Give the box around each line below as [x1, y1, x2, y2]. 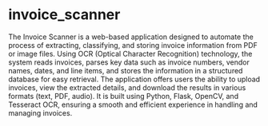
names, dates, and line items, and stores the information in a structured [8, 65, 243, 75]
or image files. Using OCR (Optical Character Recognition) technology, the [8, 49, 253, 58]
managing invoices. [8, 108, 73, 117]
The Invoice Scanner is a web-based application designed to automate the [8, 32, 254, 41]
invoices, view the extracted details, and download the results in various [8, 82, 246, 93]
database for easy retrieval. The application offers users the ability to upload [8, 74, 261, 84]
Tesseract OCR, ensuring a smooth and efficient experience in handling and [8, 100, 258, 109]
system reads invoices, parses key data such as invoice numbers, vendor [8, 57, 250, 67]
